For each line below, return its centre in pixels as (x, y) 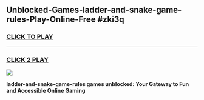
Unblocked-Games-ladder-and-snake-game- (94, 10)
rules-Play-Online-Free (51, 20)
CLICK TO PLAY (30, 37)
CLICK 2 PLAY (27, 59)
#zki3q (111, 20)
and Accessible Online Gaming (46, 90)
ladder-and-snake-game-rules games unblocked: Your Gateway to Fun (98, 84)
